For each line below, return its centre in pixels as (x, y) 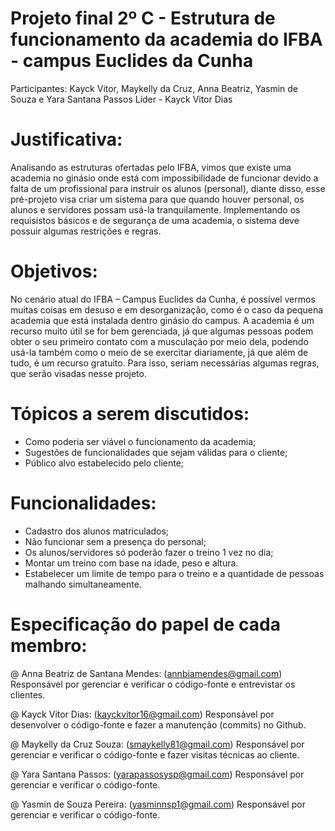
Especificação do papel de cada (145, 624)
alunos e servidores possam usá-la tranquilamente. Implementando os (155, 209)
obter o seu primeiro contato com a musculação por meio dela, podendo (159, 341)
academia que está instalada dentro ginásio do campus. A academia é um (162, 320)
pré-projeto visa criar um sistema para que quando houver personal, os (157, 199)
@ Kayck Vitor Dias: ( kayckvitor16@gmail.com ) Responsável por (142, 714)
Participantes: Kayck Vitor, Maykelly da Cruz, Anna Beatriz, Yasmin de (154, 88)
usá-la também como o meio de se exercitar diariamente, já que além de (159, 352)
